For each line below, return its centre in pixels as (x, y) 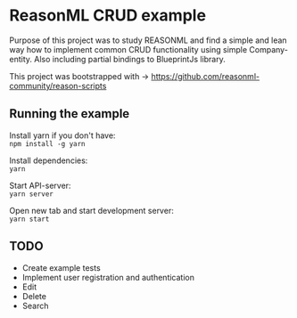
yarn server (31, 194)
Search (35, 306)
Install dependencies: (49, 160)
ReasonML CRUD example (108, 16)
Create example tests (61, 267)
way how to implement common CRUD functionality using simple (128, 49)
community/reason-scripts (58, 86)
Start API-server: (40, 185)
